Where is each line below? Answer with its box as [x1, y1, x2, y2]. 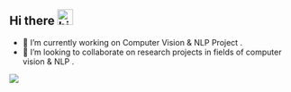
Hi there [9, 13, 56, 29]
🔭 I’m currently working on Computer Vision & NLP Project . [22, 37, 243, 47]
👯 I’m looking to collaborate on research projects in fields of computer [22, 46, 282, 57]
